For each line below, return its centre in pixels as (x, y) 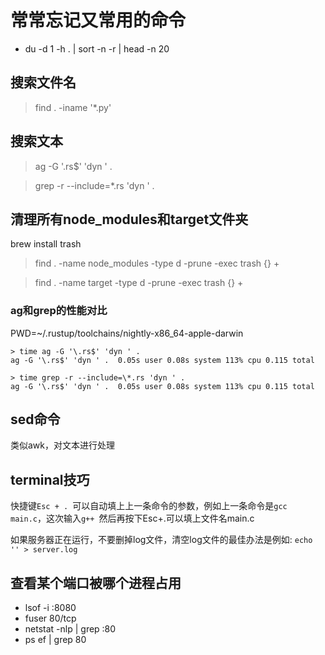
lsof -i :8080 (50, 608)
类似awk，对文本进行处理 (63, 445)
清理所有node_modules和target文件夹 (129, 219)
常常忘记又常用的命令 (98, 20)
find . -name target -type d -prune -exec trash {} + (139, 283)
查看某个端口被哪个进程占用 (96, 582)
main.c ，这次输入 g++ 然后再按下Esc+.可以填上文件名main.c (132, 518)
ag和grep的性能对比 (59, 311)
